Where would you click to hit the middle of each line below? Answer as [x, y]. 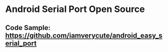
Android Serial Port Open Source [75, 9]
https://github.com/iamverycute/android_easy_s [84, 35]
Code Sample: [28, 28]
